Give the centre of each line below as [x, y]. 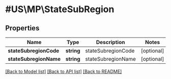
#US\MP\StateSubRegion [60, 9]
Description [110, 42]
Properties [22, 28]
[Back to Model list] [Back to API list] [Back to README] [64, 71]
